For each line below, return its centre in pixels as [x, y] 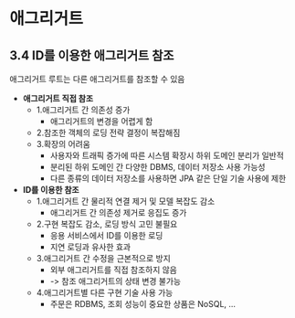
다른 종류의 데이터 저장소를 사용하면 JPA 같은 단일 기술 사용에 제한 [168, 178]
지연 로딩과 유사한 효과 [90, 247]
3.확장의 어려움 [63, 144]
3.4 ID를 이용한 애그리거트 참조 [92, 55]
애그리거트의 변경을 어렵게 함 [101, 121]
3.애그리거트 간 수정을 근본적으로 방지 [103, 258]
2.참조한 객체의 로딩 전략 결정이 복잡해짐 [108, 132]
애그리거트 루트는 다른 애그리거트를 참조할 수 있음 [97, 79]
